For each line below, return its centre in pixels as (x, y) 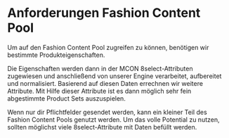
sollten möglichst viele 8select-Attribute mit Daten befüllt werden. (102, 127)
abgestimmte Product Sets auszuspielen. (67, 98)
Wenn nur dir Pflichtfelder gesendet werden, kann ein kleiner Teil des (107, 112)
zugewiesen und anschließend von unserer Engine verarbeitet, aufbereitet (115, 76)
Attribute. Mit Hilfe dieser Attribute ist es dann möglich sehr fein (99, 91)
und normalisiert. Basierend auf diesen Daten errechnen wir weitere (105, 83)
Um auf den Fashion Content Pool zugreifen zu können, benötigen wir (108, 47)
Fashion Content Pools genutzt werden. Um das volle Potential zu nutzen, (113, 119)
